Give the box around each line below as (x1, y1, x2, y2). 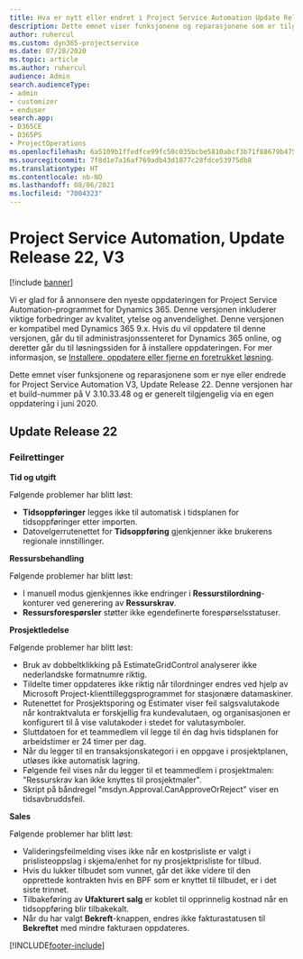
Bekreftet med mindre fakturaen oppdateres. (22, 922, 190, 933)
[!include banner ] (9, 277, 74, 288)
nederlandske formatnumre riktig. (22, 669, 147, 680)
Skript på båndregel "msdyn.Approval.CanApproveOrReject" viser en (22, 783, 280, 794)
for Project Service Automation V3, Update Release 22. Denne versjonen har (9, 379, 293, 389)
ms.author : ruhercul (9, 64, 87, 73)
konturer (22, 597, 55, 608)
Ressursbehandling (9, 553, 85, 563)
